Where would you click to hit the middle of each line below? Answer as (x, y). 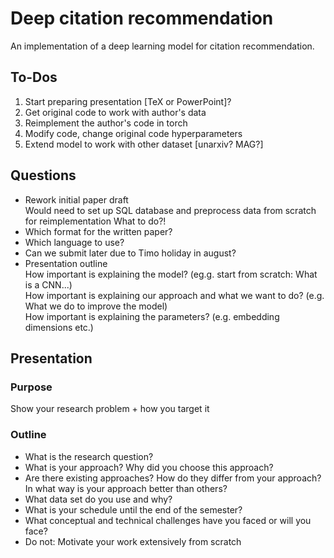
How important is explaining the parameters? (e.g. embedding (152, 316)
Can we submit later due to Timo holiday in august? (130, 253)
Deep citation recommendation (142, 18)
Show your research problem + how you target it (110, 409)
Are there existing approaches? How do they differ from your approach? (173, 478)
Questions (43, 175)
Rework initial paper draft (76, 199)
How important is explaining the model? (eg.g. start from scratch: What (171, 274)
